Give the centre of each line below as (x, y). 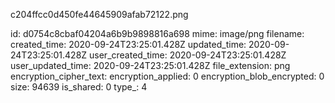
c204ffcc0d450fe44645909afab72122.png (99, 14)
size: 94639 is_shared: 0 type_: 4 (79, 87)
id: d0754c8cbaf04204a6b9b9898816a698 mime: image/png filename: (157, 33)
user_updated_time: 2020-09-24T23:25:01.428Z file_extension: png (150, 65)
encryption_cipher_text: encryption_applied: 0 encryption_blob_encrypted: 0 (167, 76)
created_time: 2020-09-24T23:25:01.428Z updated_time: (128, 44)
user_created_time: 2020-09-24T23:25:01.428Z (188, 55)
